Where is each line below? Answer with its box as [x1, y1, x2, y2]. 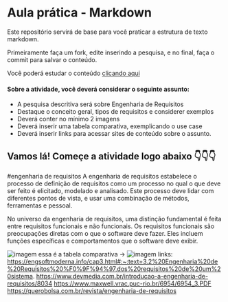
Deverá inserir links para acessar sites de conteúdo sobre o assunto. [16, 130, 212, 138]
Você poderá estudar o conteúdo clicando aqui [7, 69, 141, 77]
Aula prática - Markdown [7, 5, 152, 21]
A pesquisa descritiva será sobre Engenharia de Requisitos [16, 100, 184, 108]
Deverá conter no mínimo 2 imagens [16, 115, 120, 123]
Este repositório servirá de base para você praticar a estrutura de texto [7, 28, 208, 36]
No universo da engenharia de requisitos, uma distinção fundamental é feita [7, 214, 222, 223]
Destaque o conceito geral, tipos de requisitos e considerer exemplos [16, 108, 214, 116]
